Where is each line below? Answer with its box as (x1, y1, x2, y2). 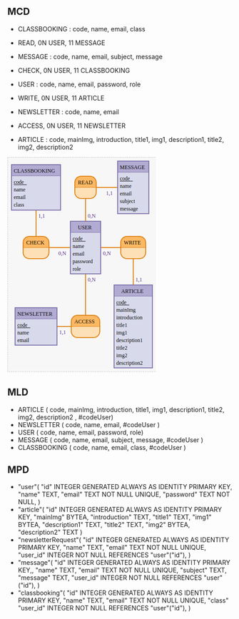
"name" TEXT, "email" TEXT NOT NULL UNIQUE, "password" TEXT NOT (17, 490, 230, 498)
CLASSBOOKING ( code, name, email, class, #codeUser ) (17, 443, 187, 451)
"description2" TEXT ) (17, 528, 83, 537)
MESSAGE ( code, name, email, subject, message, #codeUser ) (17, 435, 203, 444)
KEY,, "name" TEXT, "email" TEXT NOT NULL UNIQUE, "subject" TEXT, (17, 566, 227, 575)
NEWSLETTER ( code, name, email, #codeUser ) (17, 420, 161, 429)
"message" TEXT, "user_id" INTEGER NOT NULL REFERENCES (17, 573, 203, 582)
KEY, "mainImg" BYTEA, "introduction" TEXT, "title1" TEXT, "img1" (17, 513, 212, 521)
